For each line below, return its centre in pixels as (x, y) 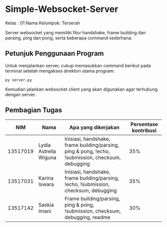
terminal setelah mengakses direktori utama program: (60, 71)
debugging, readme (87, 217)
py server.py (19, 80)
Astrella (47, 151)
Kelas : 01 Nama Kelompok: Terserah (43, 23)
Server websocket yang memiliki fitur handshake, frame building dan (76, 32)
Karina (46, 178)
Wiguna (47, 157)
